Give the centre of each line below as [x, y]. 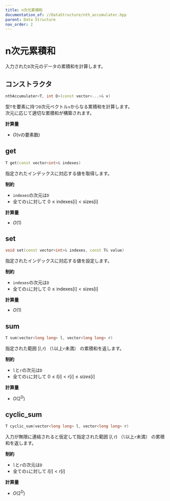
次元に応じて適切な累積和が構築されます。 [50, 113]
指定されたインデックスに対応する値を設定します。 [59, 261]
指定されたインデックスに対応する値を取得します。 [59, 173]
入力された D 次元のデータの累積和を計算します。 [55, 67]
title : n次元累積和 [24, 10]
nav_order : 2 [19, 24]
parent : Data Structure [31, 19]
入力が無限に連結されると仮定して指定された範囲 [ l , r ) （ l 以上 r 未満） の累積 [85, 437]
